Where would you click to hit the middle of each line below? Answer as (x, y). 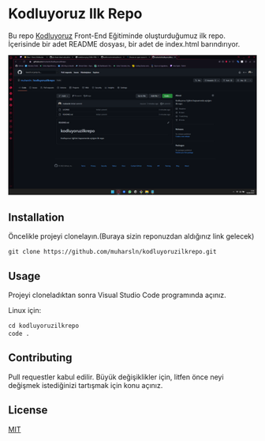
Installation (36, 217)
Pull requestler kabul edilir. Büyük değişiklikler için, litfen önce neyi (116, 377)
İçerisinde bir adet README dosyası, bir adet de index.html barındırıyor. (124, 43)
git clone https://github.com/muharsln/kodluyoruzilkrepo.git (112, 252)
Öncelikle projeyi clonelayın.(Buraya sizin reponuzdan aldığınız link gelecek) (131, 236)
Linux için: (25, 311)
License (28, 411)
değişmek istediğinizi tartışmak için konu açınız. (86, 385)
